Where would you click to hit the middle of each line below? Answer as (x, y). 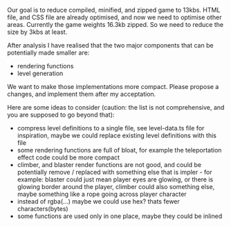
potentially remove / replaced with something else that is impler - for (114, 172)
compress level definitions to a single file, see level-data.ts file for (111, 128)
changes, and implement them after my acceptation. (82, 94)
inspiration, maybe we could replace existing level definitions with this (117, 135)
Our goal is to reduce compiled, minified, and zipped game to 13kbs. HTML (114, 10)
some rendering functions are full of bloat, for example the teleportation (119, 150)
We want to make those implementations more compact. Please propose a (113, 87)
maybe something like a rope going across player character (102, 194)
